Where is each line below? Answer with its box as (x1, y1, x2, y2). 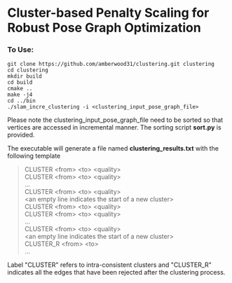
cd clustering (7, 67, 49, 74)
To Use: (7, 45, 34, 55)
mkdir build (7, 73, 42, 80)
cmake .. (7, 85, 33, 92)
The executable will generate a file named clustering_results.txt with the (7, 144, 219, 153)
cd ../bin (7, 97, 36, 104)
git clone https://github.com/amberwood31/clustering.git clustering (7, 61, 215, 68)
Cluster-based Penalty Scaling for (7, 5, 210, 21)
